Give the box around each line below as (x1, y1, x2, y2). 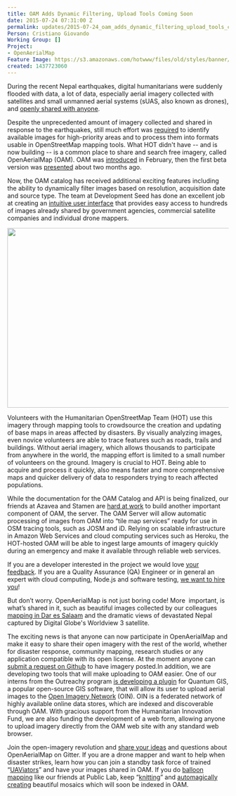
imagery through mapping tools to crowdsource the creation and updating (7, 421, 221, 429)
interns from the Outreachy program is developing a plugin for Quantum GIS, (7, 676, 229, 686)
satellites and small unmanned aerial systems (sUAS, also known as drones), (7, 96, 229, 105)
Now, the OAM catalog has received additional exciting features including (7, 176, 219, 185)
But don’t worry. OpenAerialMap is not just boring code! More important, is (7, 596, 225, 605)
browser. (7, 729, 33, 738)
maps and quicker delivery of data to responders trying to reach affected (7, 473, 218, 482)
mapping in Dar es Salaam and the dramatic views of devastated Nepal (7, 611, 213, 620)
